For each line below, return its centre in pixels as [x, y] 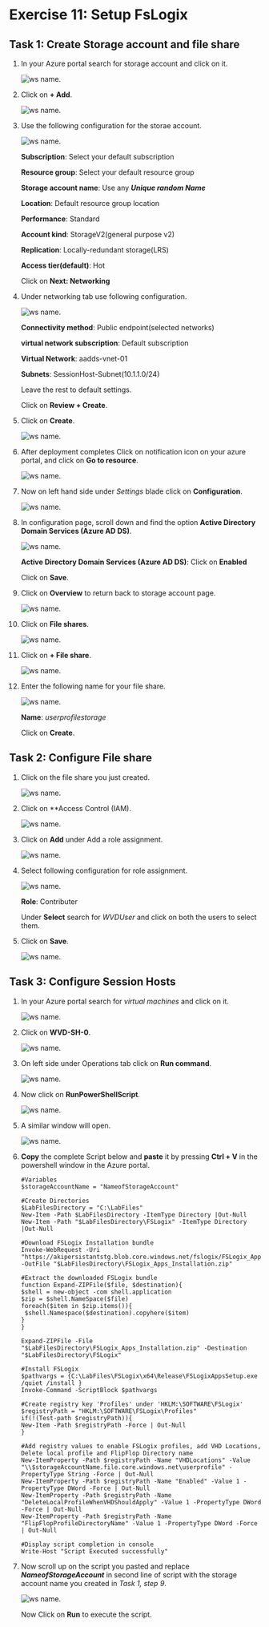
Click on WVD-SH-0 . [56, 1032]
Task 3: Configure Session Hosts [92, 982]
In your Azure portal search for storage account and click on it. [124, 63]
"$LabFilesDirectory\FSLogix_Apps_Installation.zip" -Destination [134, 1348]
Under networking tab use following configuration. [104, 297]
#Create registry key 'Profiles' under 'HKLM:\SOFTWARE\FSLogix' [132, 1404]
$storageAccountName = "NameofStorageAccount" [100, 1187]
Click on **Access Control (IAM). [76, 808]
